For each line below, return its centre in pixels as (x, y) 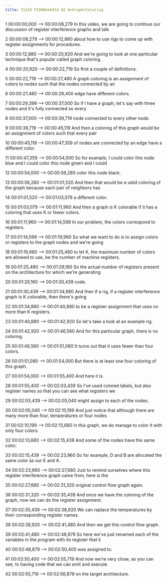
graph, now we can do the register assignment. (54, 500)
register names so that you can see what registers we (60, 391)
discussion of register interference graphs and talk (57, 29)
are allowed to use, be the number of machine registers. (63, 257)
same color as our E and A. (33, 460)
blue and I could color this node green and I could (56, 163)
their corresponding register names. (42, 515)
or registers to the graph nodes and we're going (54, 242)
